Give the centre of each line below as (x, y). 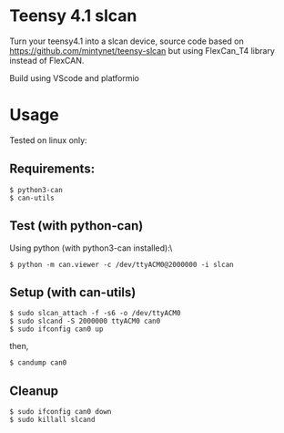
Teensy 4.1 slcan (73, 16)
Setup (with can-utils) (73, 292)
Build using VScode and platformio (74, 77)
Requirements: (52, 169)
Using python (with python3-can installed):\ (91, 248)
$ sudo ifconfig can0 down (61, 412)
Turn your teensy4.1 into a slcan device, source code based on (127, 41)
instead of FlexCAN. (47, 60)
